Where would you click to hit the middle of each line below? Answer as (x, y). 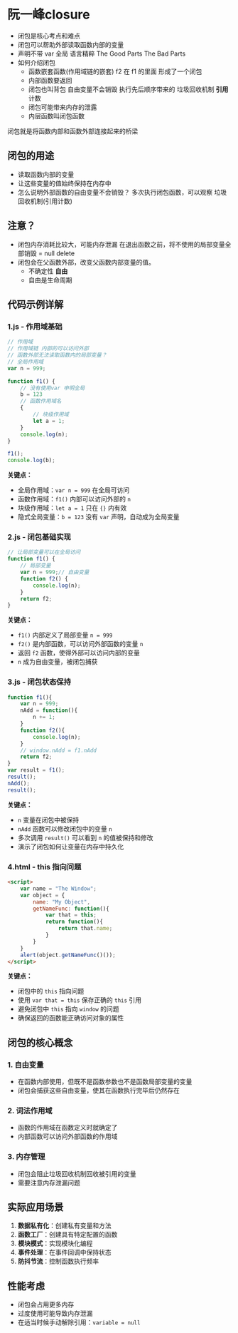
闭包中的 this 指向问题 (51, 991)
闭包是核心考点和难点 (49, 36)
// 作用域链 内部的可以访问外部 (48, 349)
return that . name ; (85, 929)
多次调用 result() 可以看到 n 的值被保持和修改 (85, 837)
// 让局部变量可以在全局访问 (44, 552)
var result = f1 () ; (36, 770)
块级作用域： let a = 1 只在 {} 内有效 (72, 508)
